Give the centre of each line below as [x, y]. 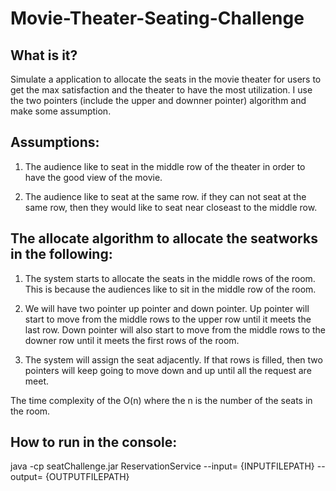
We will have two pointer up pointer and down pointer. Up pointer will [167, 308]
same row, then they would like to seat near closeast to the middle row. [171, 207]
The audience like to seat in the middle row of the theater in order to [165, 166]
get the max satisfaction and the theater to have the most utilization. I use [161, 90]
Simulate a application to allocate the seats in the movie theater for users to [166, 79]
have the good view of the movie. [93, 177]
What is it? [44, 55]
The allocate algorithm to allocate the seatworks [164, 238]
